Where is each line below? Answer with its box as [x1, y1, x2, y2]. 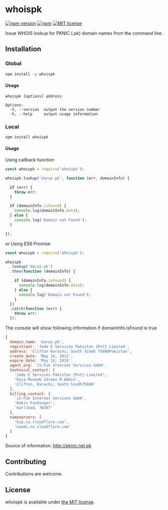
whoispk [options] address [5, 94, 62, 99]
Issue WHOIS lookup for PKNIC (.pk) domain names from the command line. [5, 30, 163, 36]
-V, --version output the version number [10, 107, 100, 112]
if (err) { [10, 185, 33, 190]
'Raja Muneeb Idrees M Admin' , [14, 377, 80, 382]
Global [5, 60, 22, 67]
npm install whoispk [5, 135, 49, 140]
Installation [5, 45, 41, 54]
